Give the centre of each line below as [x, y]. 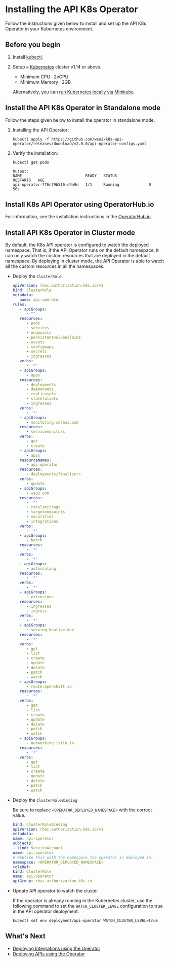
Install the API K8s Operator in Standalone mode [83, 108]
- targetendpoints [46, 512]
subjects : [23, 843]
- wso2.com [38, 493]
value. [19, 815]
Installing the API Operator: [41, 130]
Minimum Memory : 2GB [45, 82]
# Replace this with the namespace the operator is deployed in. [83, 857]
